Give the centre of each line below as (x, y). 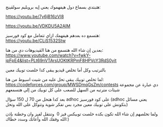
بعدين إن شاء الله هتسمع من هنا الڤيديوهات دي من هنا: (54, 50)
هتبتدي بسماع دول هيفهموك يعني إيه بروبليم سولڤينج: (53, 7)
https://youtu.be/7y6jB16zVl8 (35, 16)
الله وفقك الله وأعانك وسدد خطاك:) (37, 119)
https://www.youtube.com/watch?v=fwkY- (48, 55)
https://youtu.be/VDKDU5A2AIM (38, 26)
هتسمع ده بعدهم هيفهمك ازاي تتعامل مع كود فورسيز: (53, 35)
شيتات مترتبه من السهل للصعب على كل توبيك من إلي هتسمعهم (63, 90)
